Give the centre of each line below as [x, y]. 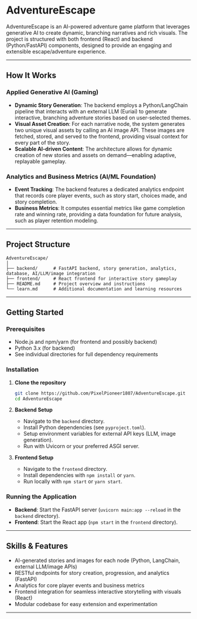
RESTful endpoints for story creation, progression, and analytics [92, 573]
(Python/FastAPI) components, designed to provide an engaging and [89, 45]
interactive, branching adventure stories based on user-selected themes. [103, 118]
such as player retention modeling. [56, 220]
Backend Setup [33, 410]
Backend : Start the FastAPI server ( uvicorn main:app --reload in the [98, 510]
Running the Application [41, 497]
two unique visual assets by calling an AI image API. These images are [99, 130]
